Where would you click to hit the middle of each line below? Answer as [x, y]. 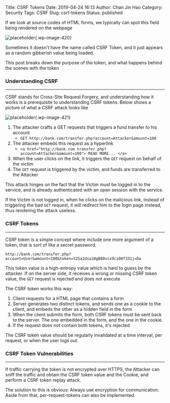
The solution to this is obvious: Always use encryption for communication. [82, 390]
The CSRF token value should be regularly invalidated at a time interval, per [84, 335]
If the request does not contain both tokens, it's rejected [71, 325]
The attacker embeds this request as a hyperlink [63, 143]
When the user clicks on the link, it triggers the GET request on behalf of [87, 158]
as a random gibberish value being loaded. [50, 53]
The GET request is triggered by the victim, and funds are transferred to [87, 170]
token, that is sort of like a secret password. [51, 245]
